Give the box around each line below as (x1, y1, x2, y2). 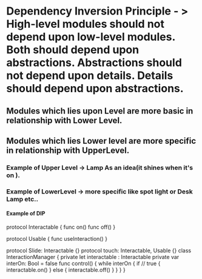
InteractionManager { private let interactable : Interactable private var (6, 254, 180, 261)
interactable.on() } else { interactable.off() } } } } (6, 266, 126, 274)
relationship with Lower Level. (6, 115, 123, 126)
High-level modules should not (6, 17, 165, 31)
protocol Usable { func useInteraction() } (6, 235, 108, 243)
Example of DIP (6, 210, 45, 217)
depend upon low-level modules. (6, 30, 176, 44)
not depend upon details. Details (6, 69, 173, 82)
